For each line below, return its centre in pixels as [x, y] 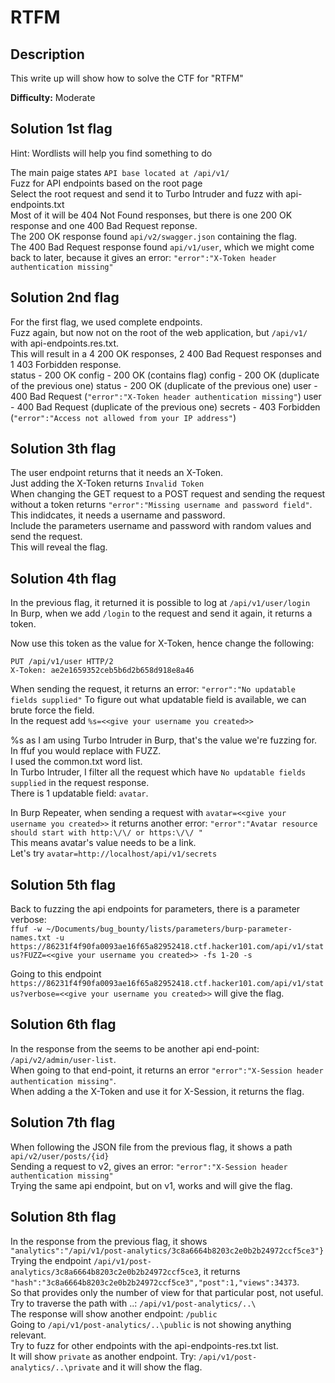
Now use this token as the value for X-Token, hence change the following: [162, 643]
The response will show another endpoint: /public [114, 1313]
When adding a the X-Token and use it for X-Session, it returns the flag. [157, 1091]
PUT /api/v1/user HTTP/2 [62, 662]
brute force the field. [52, 710]
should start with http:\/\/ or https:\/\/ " [106, 833]
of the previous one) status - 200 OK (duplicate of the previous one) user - [164, 385]
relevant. [28, 1335]
